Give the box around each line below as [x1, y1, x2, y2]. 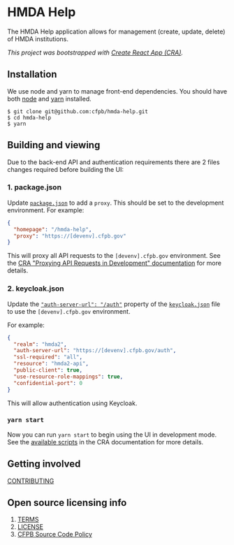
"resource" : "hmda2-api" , [13, 361, 89, 368]
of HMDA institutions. [7, 34, 68, 43]
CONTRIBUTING [7, 477, 54, 485]
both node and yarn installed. [7, 94, 92, 103]
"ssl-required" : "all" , [13, 354, 82, 361]
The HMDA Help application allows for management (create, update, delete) [7, 27, 226, 36]
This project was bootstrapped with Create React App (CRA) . [7, 48, 184, 57]
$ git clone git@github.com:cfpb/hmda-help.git [7, 108, 149, 115]
